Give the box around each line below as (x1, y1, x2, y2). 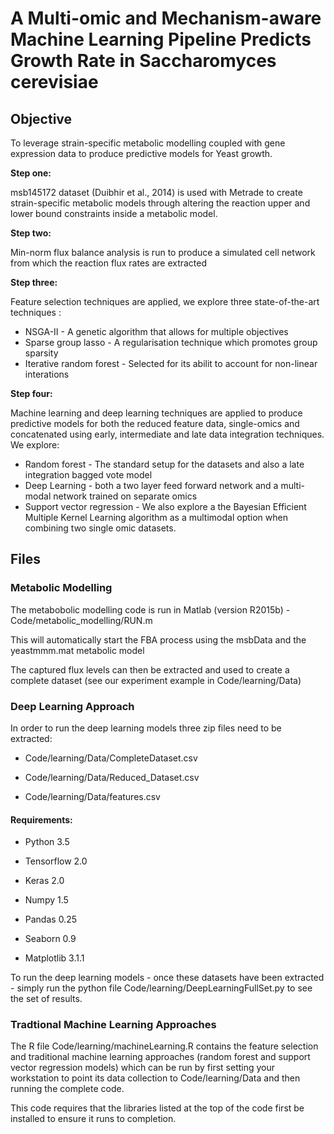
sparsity (24, 347, 59, 359)
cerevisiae (10, 71, 99, 94)
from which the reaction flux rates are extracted (10, 257, 208, 269)
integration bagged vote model (24, 469, 153, 481)
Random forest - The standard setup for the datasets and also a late (24, 458, 305, 470)
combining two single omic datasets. (24, 522, 177, 534)
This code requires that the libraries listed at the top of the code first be (10, 1102, 305, 1114)
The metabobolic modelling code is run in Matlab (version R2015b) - (10, 603, 291, 616)
